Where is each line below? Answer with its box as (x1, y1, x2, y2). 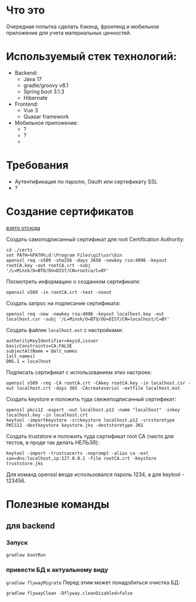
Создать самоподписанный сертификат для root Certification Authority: (6, 236, 185, 243)
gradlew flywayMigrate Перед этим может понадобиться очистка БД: (6, 578, 180, 586)
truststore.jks (6, 460, 44, 466)
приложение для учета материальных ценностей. (6, 29, 131, 36)
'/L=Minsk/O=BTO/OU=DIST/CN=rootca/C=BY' (6, 267, 109, 273)
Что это (6, 4, 45, 17)
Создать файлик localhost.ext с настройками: (6, 326, 124, 333)
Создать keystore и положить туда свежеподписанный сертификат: (6, 395, 177, 403)
